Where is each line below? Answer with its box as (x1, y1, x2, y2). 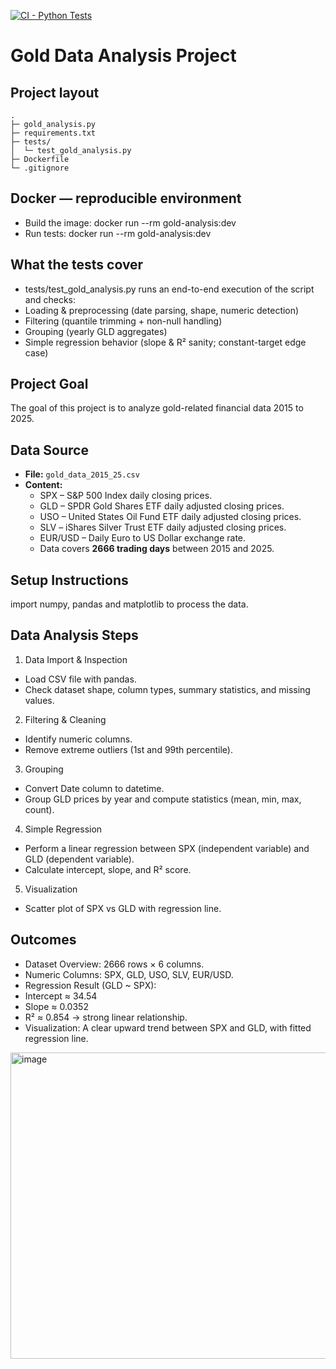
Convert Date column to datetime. (24, 782, 165, 794)
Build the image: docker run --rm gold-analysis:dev (24, 216, 237, 229)
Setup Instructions (10, 571, 129, 589)
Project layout (10, 84, 100, 101)
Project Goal (10, 376, 89, 393)
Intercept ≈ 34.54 (24, 990, 98, 1002)
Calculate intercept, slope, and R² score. (24, 863, 192, 875)
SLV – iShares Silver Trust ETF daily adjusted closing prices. (39, 521, 287, 534)
